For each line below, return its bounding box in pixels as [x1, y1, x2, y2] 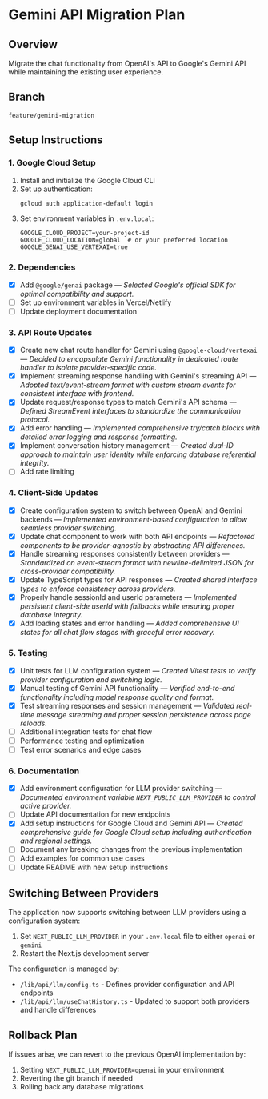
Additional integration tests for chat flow [19, 726, 153, 737]
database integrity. [19, 610, 83, 620]
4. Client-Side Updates [8, 487, 98, 498]
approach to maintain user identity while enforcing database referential [19, 450, 257, 459]
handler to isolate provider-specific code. [19, 362, 158, 373]
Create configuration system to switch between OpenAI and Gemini [19, 506, 242, 515]
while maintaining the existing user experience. [8, 67, 164, 77]
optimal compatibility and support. [19, 289, 134, 298]
